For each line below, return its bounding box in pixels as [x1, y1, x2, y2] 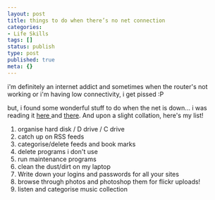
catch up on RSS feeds [17, 132, 85, 141]
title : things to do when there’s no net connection [7, 17, 166, 24]
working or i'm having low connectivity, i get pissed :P [7, 90, 164, 98]
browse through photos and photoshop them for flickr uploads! [17, 177, 201, 186]
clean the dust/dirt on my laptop [17, 162, 111, 170]
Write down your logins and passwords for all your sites [17, 170, 180, 178]
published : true [7, 57, 55, 64]
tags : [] [7, 37, 33, 44]
